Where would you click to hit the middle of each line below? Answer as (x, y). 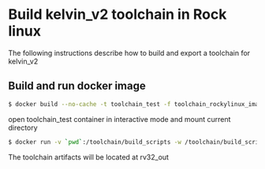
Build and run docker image (77, 86)
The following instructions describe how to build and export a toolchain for (129, 53)
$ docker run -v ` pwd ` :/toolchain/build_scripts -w (95, 142)
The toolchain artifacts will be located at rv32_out (89, 157)
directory (23, 127)
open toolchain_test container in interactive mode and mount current (119, 119)
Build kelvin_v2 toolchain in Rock (118, 15)
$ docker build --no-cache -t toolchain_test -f (90, 104)
